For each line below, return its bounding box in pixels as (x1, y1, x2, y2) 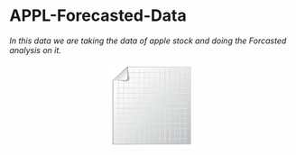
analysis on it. (9, 44, 61, 55)
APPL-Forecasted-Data (9, 5, 187, 26)
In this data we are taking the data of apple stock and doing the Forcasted (9, 35, 287, 46)
